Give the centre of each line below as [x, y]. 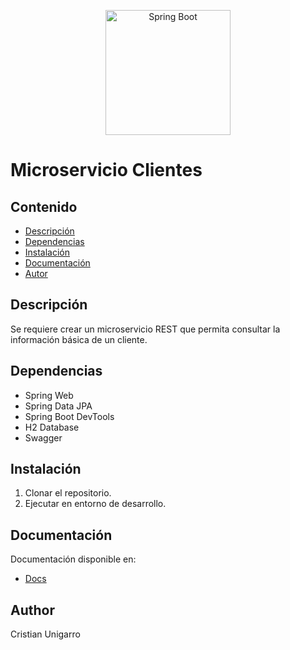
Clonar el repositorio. [68, 493]
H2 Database [52, 427]
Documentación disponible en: [73, 559]
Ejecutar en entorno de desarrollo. [95, 504]
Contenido [44, 206]
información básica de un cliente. [79, 339]
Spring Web [49, 395]
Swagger [43, 437]
